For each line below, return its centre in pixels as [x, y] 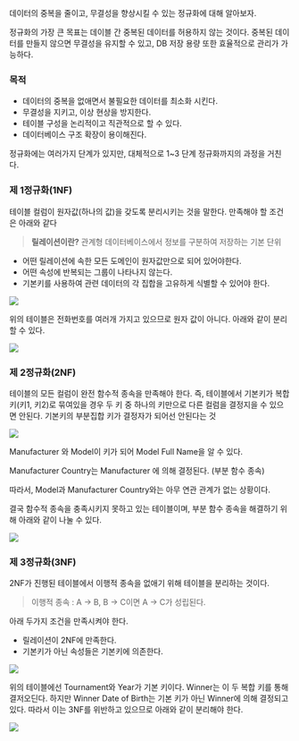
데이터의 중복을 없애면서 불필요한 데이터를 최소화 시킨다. [120, 101]
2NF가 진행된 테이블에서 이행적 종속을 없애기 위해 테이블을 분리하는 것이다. [140, 583]
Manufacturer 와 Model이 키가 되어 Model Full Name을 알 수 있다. [126, 451]
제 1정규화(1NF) [41, 191]
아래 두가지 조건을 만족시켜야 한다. [69, 621]
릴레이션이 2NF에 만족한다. [69, 640]
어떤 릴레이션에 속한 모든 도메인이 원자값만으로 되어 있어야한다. [132, 260]
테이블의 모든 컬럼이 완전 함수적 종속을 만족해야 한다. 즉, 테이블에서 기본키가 [141, 393]
